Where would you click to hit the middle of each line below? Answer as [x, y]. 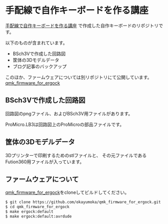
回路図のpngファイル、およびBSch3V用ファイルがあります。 [69, 113]
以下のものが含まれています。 [37, 43]
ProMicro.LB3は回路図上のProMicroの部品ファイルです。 [65, 124]
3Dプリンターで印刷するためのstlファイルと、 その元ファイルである [76, 155]
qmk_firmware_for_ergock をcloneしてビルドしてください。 [67, 192]
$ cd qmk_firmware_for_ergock [38, 207]
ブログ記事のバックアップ [40, 66]
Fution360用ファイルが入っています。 [45, 162]
